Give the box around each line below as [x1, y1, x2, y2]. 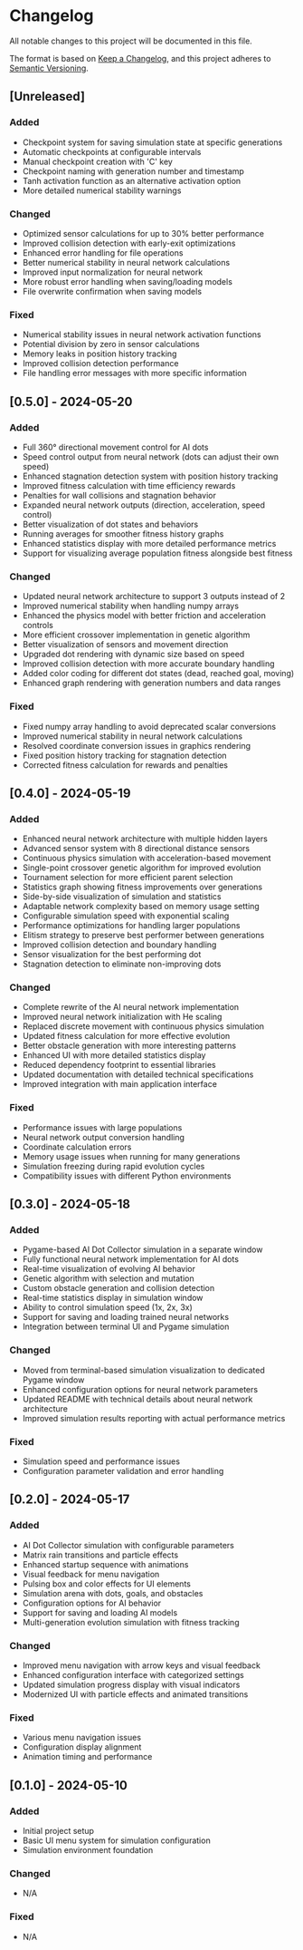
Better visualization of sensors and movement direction [22, 639, 229, 650]
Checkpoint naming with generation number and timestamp [22, 165, 244, 177]
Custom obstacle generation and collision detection [22, 1283, 215, 1294]
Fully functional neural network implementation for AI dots [22, 1254, 240, 1265]
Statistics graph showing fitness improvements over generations [22, 881, 263, 893]
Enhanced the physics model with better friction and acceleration [22, 610, 267, 621]
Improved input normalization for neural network [22, 267, 204, 277]
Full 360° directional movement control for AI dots [22, 441, 209, 452]
